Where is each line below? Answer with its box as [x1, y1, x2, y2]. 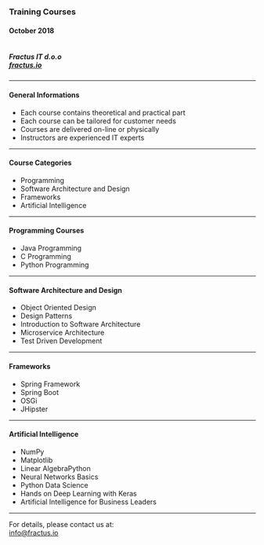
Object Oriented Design [20, 303, 97, 313]
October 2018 [9, 26, 55, 35]
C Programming [20, 252, 71, 262]
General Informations [9, 90, 80, 100]
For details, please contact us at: [9, 519, 114, 529]
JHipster [20, 404, 49, 414]
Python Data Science [20, 480, 89, 489]
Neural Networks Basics [20, 472, 99, 481]
